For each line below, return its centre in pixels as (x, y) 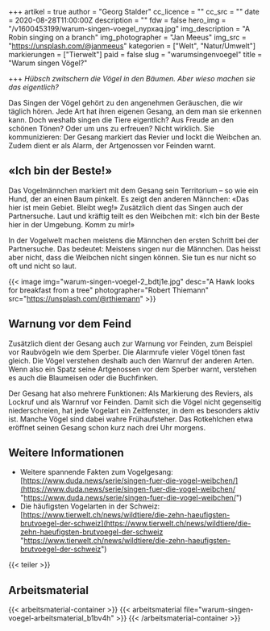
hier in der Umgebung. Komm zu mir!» (72, 224)
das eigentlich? (33, 87)
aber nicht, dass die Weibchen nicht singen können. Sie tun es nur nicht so (132, 257)
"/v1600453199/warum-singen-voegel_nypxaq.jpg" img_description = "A (129, 29)
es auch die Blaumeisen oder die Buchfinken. (83, 377)
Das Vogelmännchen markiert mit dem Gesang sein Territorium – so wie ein (133, 190)
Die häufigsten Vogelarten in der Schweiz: (90, 506)
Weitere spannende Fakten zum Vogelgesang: (96, 472)
